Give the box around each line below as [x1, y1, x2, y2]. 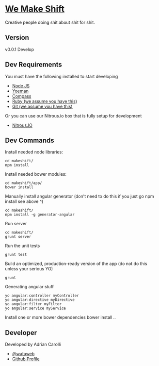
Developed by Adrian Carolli [5, 341, 61, 348]
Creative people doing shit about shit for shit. [5, 19, 95, 25]
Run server [5, 221, 27, 227]
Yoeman [12, 88, 29, 94]
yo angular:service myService [5, 306, 66, 311]
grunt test [5, 252, 27, 257]
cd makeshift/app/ [5, 181, 42, 185]
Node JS [12, 83, 30, 88]
